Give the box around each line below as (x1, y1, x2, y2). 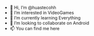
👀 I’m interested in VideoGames (9, 10, 74, 16)
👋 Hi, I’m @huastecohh (9, 5, 56, 10)
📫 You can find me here (9, 26, 60, 31)
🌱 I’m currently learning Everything (9, 15, 81, 20)
